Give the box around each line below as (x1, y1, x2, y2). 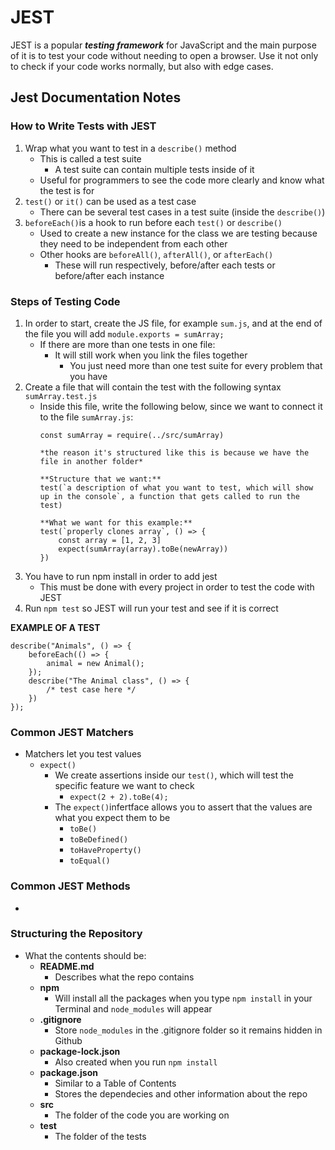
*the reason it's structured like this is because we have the (39, 447, 310, 458)
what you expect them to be (54, 812, 171, 824)
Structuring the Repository (10, 927, 143, 941)
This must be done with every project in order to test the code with (39, 581, 315, 593)
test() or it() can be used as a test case (24, 195, 197, 207)
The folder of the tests (54, 1130, 147, 1142)
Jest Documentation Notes (10, 89, 182, 106)
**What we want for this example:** (39, 517, 193, 528)
